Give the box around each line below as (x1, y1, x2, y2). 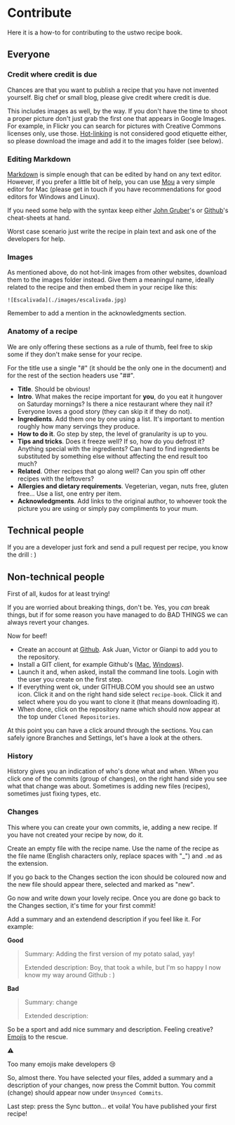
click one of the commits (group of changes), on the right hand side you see (7, 774, 227, 783)
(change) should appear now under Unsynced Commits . (7, 1088, 163, 1097)
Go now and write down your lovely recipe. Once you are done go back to (7, 894, 221, 902)
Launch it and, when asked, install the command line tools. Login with (17, 668, 219, 676)
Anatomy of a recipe (7, 327, 79, 337)
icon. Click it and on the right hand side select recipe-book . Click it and (17, 690, 222, 698)
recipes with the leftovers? (17, 474, 95, 483)
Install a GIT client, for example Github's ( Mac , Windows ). (17, 661, 184, 669)
